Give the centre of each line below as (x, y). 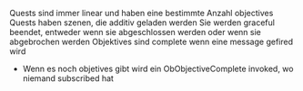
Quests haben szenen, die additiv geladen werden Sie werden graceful (142, 23)
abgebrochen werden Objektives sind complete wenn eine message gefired (151, 41)
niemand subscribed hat (68, 78)
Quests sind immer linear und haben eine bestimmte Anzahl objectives (141, 13)
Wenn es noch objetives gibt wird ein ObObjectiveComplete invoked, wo (158, 68)
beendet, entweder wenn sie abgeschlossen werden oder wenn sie (135, 32)
